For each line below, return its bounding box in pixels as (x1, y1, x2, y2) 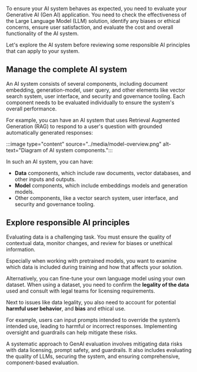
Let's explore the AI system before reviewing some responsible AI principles (6, 41, 191, 48)
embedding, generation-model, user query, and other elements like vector (6, 86, 185, 93)
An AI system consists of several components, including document (6, 80, 168, 87)
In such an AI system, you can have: (6, 158, 94, 165)
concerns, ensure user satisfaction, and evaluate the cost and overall (6, 24, 173, 31)
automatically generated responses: (6, 129, 93, 136)
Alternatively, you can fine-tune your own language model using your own (6, 274, 186, 281)
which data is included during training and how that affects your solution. (6, 263, 183, 270)
